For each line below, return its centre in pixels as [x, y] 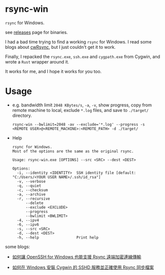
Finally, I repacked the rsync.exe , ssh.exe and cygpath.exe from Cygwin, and [83, 56]
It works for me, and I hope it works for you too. [53, 71]
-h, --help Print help [58, 238]
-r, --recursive [33, 199]
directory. [22, 115]
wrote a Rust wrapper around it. [37, 62]
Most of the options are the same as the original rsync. [73, 151]
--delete [34, 203]
